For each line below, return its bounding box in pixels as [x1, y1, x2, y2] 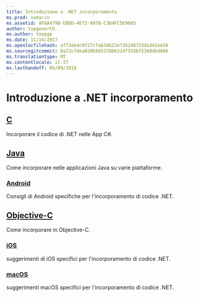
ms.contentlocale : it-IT [6, 59, 69, 65]
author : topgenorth [6, 25, 55, 32]
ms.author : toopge [6, 31, 52, 37]
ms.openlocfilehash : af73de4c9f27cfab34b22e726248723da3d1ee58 [6, 43, 169, 49]
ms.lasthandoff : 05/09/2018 [6, 64, 77, 71]
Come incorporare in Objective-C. [6, 227, 90, 234]
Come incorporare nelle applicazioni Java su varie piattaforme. [6, 164, 163, 172]
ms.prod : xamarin [6, 14, 50, 20]
